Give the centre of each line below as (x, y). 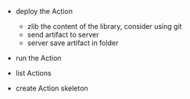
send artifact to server (63, 35)
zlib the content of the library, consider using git (104, 26)
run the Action (38, 58)
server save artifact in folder (73, 43)
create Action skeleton (52, 88)
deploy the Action (44, 11)
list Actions (34, 73)
